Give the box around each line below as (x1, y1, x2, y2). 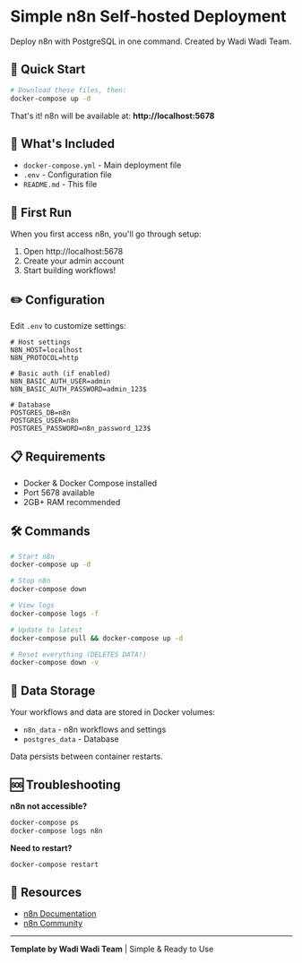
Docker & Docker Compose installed (22, 477, 158, 488)
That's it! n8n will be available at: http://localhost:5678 (10, 110, 215, 121)
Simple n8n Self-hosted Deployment (10, 6, 287, 27)
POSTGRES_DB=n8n (10, 408, 71, 417)
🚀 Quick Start (10, 62, 86, 77)
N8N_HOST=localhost (10, 345, 83, 355)
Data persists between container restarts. (10, 751, 164, 762)
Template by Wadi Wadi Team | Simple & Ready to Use (10, 943, 214, 955)
